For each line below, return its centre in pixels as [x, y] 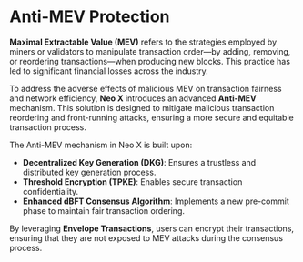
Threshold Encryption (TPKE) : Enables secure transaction [132, 181]
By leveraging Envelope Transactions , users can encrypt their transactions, [151, 228]
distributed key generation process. [89, 172]
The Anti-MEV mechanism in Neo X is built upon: [101, 145]
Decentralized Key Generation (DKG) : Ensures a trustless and [139, 162]
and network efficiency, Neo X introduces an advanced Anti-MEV [133, 98]
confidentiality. [50, 191]
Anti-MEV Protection [90, 17]
